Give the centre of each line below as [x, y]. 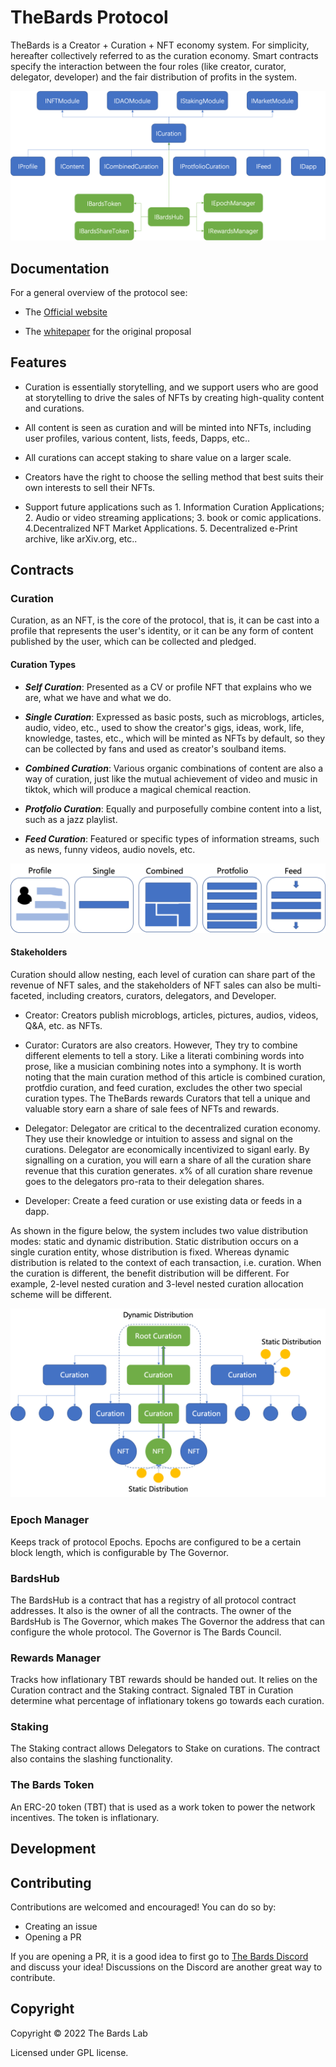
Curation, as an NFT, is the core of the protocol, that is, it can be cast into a [165, 620]
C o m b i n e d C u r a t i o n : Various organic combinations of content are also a [174, 768]
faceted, [27, 996]
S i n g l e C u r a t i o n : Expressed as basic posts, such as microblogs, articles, [174, 717]
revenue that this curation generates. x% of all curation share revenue [168, 1171]
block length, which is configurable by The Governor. [119, 1552]
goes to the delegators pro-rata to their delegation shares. [144, 1182]
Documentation [60, 268]
